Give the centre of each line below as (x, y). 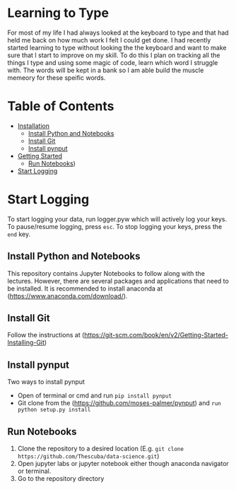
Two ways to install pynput (46, 382)
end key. (19, 234)
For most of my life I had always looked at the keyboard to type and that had (118, 33)
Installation (34, 126)
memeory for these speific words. (57, 77)
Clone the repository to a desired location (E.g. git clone (100, 449)
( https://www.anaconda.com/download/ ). (67, 296)
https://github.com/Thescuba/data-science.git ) (88, 456)
